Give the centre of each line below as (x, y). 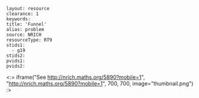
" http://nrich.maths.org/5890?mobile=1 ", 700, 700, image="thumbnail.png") (100, 83)
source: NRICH (24, 35)
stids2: (16, 56)
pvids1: (16, 61)
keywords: (19, 19)
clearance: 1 (23, 14)
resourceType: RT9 (29, 40)
